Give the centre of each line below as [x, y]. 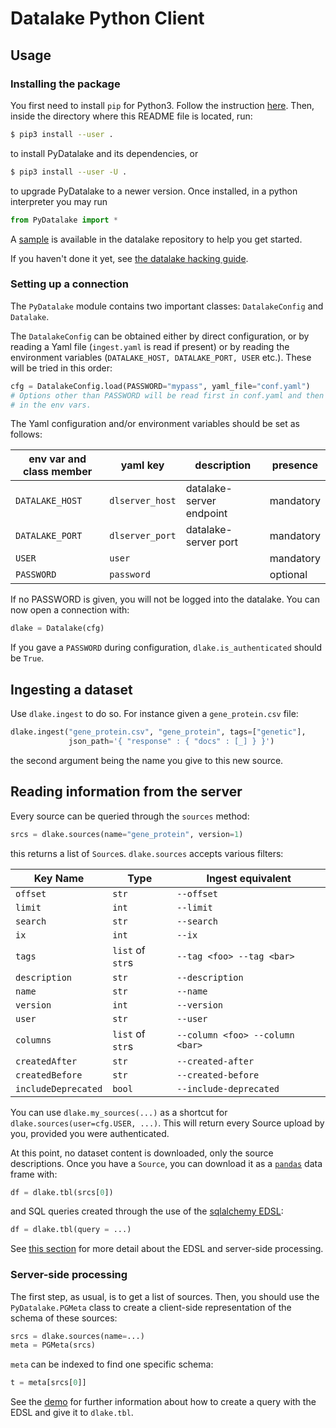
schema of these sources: [64, 1318]
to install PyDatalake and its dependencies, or [104, 153]
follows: [26, 434]
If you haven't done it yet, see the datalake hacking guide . [129, 258]
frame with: [34, 1174]
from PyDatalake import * [64, 220]
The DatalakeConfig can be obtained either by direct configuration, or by [160, 336]
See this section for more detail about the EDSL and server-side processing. [167, 1249]
